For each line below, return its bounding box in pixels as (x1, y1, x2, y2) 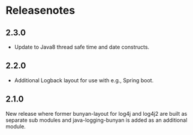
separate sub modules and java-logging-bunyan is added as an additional (5, 116, 188, 124)
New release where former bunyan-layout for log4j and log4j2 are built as (5, 110, 188, 117)
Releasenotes (5, 4, 76, 17)
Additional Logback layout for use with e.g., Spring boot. (14, 76, 154, 84)
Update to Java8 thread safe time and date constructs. (14, 43, 150, 50)
